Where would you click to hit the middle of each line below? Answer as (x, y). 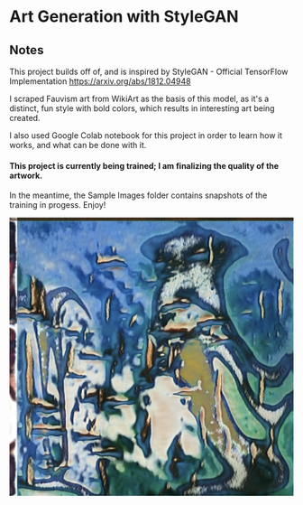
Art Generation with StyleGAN (124, 17)
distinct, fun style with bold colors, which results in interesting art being (142, 108)
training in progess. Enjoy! (58, 205)
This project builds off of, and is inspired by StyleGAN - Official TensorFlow (149, 71)
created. (25, 118)
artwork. (26, 175)
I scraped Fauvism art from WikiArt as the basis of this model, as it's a (139, 98)
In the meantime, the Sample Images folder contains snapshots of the (138, 195)
